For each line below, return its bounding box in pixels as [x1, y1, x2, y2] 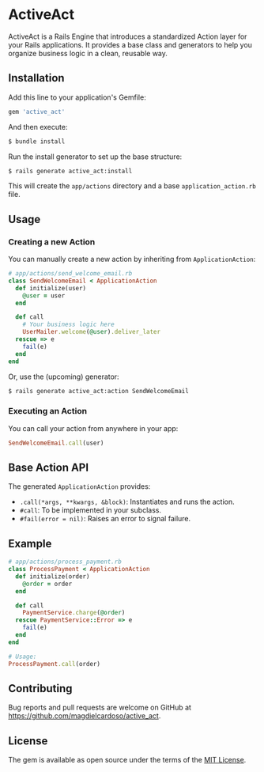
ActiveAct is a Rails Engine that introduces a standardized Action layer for [8, 32, 247, 41]
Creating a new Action [8, 236, 96, 247]
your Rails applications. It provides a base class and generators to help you [8, 40, 253, 49]
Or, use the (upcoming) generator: [8, 372, 120, 381]
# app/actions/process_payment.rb [8, 558, 123, 566]
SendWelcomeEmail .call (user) [8, 439, 104, 447]
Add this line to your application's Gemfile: [8, 93, 146, 102]
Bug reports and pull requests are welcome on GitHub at [8, 702, 192, 713]
